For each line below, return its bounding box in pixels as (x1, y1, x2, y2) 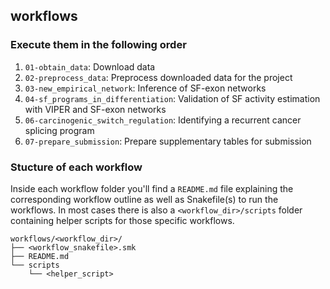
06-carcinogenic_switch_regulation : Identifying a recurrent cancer (24, 114, 302, 126)
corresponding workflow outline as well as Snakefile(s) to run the (10, 193, 279, 205)
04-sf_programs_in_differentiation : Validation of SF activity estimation (24, 92, 321, 104)
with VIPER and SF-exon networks (24, 103, 167, 115)
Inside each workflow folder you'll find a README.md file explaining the (10, 182, 294, 194)
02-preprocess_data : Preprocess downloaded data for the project (24, 71, 293, 83)
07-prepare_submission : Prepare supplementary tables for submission (24, 135, 312, 147)
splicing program (24, 124, 95, 136)
